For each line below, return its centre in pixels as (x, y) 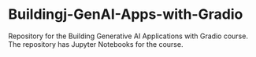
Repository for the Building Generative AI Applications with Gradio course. (128, 36)
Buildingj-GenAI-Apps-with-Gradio (126, 14)
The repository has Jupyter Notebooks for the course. (96, 44)
